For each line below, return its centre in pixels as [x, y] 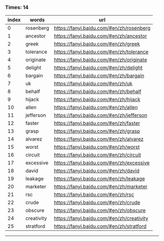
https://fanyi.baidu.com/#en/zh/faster [97, 123]
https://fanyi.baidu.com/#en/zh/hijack [97, 100]
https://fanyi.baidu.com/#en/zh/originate [101, 60]
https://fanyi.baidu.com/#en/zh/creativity [101, 219]
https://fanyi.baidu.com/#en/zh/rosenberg [102, 28]
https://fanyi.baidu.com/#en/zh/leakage [100, 179]
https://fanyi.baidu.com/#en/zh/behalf [98, 92]
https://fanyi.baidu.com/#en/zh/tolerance [101, 52]
